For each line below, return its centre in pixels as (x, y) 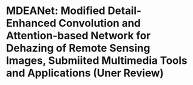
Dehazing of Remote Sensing (78, 48)
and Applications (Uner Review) (85, 73)
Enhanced (31, 23)
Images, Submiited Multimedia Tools (97, 61)
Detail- (125, 11)
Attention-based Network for (78, 36)
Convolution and (99, 23)
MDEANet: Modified (56, 11)
